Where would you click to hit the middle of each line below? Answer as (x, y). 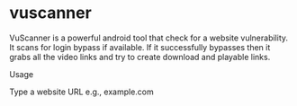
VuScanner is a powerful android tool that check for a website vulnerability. (149, 38)
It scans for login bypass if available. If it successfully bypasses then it (140, 47)
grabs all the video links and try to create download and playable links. (140, 57)
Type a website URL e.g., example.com (82, 92)
